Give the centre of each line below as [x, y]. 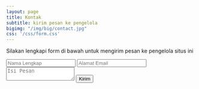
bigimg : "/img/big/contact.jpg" [46, 28]
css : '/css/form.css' [33, 34]
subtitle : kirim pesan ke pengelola [52, 23]
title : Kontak [24, 17]
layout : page [22, 12]
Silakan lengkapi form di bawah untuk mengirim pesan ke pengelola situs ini [100, 51]
